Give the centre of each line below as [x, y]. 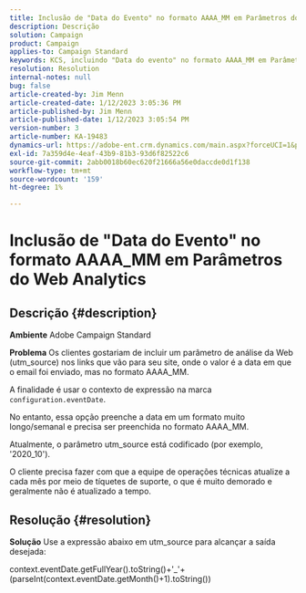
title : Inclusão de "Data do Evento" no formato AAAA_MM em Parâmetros [148, 18]
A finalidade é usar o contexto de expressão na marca [111, 390]
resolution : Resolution [55, 69]
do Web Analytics [78, 280]
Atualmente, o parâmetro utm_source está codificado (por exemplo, [136, 444]
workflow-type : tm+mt [51, 171]
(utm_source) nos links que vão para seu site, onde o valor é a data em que [151, 362]
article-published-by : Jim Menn [71, 111]
